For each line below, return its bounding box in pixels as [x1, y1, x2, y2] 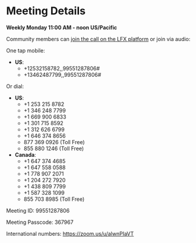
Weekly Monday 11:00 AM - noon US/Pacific [6, 24, 118, 31]
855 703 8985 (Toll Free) [23, 195, 85, 202]
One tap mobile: [6, 46, 46, 54]
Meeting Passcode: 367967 [6, 219, 74, 226]
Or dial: [6, 82, 24, 90]
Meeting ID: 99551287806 [6, 207, 70, 214]
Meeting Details [6, 4, 86, 18]
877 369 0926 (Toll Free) [23, 138, 85, 145]
